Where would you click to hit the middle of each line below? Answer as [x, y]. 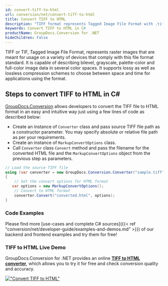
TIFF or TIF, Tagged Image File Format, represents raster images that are [80, 52]
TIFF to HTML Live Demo [35, 247]
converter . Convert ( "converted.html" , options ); [64, 195]
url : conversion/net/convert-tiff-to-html [50, 14]
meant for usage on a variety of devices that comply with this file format [79, 57]
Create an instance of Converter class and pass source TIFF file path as [86, 126]
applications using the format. [36, 78]
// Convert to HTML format [42, 191]
